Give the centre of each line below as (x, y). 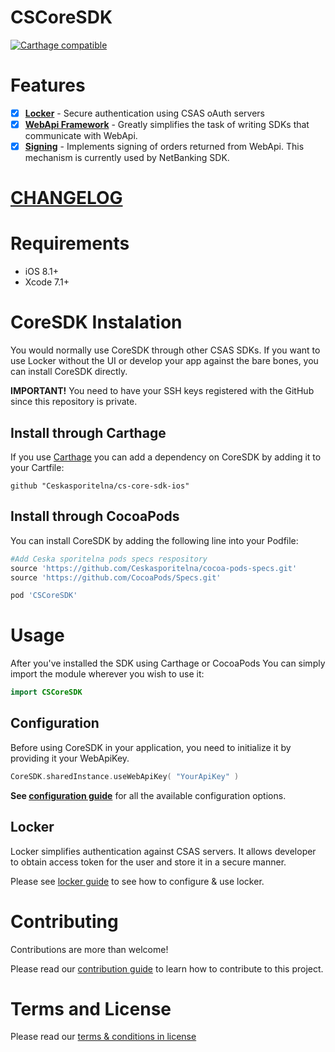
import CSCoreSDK (46, 692)
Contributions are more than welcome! (89, 949)
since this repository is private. (74, 402)
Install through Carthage (88, 432)
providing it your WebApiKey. (70, 758)
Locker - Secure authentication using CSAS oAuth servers (144, 113)
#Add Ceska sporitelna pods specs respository (109, 559)
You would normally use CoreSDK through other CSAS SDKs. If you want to (165, 350)
